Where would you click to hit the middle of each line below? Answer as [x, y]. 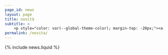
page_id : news [20, 10]
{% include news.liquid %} [32, 47]
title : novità [20, 19]
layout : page [18, 14]
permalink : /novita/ [26, 33]
